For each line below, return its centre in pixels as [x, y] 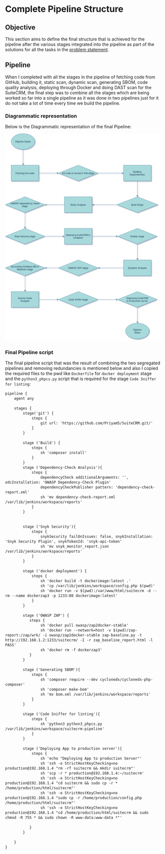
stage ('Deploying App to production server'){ [72, 749]
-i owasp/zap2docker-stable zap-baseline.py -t [92, 635]
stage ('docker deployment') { [55, 571]
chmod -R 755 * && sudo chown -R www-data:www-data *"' [64, 818]
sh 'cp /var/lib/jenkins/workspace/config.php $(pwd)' [98, 586]
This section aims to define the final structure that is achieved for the [75, 39]
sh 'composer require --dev [69, 680]
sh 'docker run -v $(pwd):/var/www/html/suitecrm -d [96, 591]
